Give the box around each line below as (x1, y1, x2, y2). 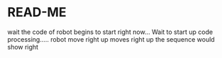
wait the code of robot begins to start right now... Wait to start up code (7, 28, 213, 36)
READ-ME (7, 4, 67, 21)
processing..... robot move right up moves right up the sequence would (7, 35, 215, 43)
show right (7, 42, 39, 51)
